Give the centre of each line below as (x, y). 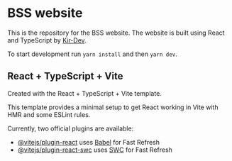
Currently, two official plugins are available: (71, 128)
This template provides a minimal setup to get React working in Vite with (113, 107)
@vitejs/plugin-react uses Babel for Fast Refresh (89, 142)
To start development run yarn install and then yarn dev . (92, 54)
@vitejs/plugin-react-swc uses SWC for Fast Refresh (95, 150)
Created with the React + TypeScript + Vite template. (84, 93)
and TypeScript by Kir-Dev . (47, 40)
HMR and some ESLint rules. (49, 114)
